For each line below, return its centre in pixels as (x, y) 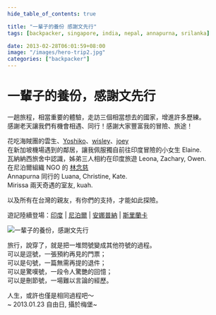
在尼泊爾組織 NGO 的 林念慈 (48, 167)
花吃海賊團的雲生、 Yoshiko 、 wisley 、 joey (68, 141)
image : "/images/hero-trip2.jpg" (56, 53)
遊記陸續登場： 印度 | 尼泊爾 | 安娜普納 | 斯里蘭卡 (78, 215)
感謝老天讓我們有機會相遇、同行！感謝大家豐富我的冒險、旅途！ (100, 126)
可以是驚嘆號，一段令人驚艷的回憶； (60, 271)
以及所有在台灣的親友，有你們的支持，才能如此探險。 (85, 200)
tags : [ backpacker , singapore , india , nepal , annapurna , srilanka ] (109, 33)
